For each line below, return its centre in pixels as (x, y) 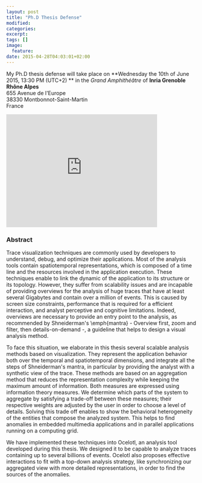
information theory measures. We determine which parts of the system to (97, 392)
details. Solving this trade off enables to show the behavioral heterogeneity (99, 411)
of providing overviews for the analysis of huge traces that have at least (96, 291)
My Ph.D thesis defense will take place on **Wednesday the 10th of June (98, 73)
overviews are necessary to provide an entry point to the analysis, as (92, 316)
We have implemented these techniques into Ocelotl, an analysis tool (92, 442)
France (15, 105)
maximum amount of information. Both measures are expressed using (93, 385)
